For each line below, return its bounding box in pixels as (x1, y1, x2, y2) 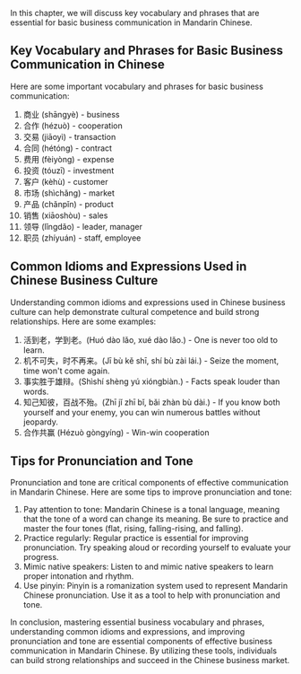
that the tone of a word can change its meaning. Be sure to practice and (22, 513, 289, 524)
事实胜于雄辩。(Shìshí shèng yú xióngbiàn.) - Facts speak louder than (22, 376, 280, 387)
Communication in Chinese (10, 57, 165, 73)
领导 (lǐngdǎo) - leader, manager (22, 221, 142, 232)
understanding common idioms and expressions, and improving (10, 626, 245, 637)
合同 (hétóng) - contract (22, 143, 113, 153)
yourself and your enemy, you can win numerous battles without (22, 407, 261, 417)
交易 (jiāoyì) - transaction (22, 131, 116, 142)
